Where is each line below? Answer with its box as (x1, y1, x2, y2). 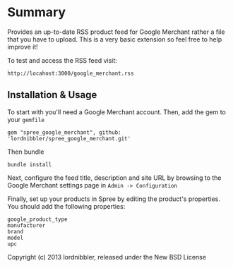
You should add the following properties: (7, 202, 126, 210)
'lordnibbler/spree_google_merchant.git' (7, 135, 131, 142)
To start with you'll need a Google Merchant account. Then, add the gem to (7, 107, 226, 116)
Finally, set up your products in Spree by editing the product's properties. (7, 195, 220, 203)
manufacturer (7, 221, 46, 229)
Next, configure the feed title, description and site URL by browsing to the (7, 173, 222, 182)
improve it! (7, 42, 39, 51)
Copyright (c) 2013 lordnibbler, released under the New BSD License (7, 252, 207, 261)
